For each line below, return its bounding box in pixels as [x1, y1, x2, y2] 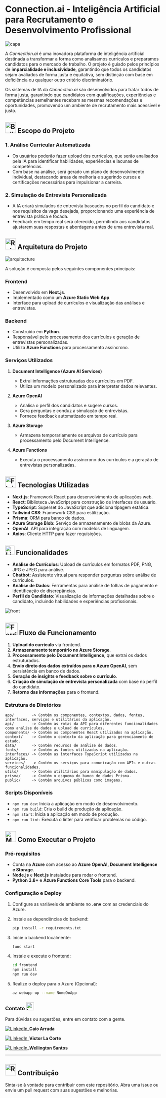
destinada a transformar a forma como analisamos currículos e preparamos [5, 56, 159, 61]
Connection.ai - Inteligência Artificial [5, 3, 161, 15]
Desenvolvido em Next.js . [12, 289, 66, 296]
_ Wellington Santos [27, 1045, 68, 1051]
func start [12, 944, 35, 949]
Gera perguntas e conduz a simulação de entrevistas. [19, 408, 129, 414]
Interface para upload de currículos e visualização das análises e [12, 300, 145, 306]
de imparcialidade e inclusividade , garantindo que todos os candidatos [5, 66, 152, 72]
